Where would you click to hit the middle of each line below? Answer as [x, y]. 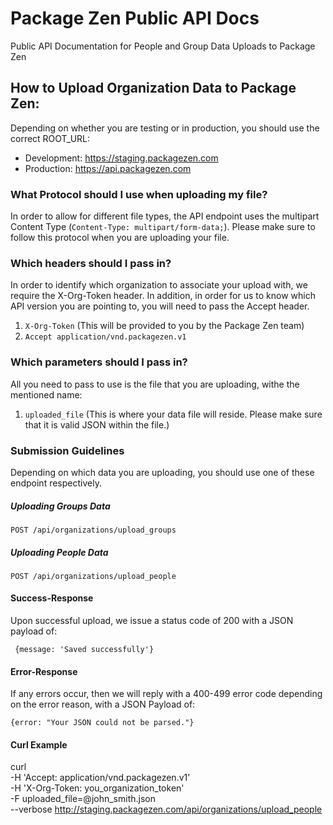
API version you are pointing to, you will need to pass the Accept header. [160, 306]
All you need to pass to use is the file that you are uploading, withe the [155, 384]
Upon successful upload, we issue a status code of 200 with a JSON [152, 621]
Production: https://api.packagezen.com [108, 168]
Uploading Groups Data [60, 506]
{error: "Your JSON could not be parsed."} [102, 723]
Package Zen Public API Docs [135, 18]
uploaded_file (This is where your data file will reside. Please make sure [173, 414]
